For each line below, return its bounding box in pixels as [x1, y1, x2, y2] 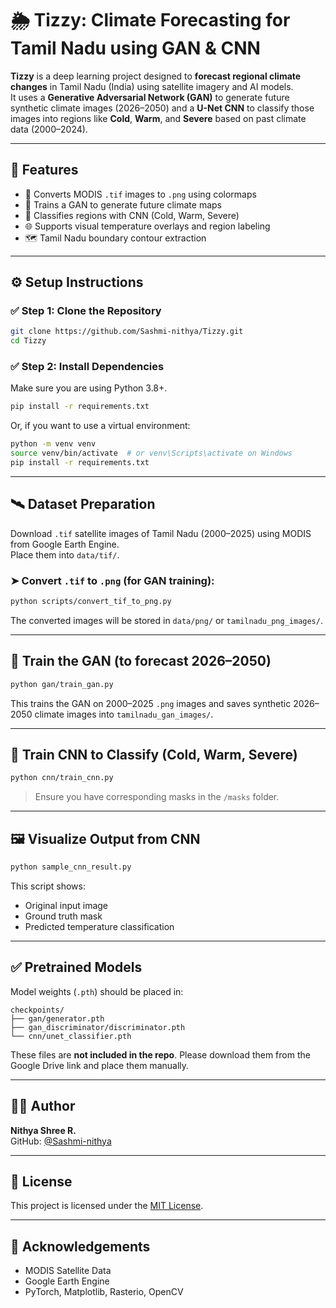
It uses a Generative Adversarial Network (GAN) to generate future [10, 91, 290, 103]
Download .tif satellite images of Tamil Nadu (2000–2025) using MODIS [10, 527, 312, 539]
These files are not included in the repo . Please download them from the [10, 1048, 311, 1061]
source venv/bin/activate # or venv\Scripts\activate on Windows [10, 448, 293, 459]
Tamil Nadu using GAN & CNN [10, 37, 261, 60]
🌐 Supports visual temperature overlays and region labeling [24, 220, 271, 232]
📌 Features [10, 162, 79, 179]
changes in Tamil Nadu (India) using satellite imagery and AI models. [10, 80, 294, 92]
